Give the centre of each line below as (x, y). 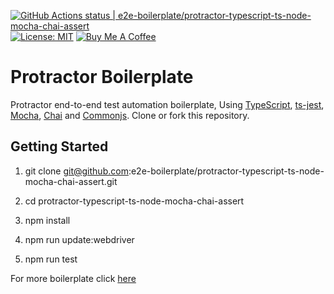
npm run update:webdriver (79, 239)
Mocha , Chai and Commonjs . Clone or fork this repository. (130, 115)
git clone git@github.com (76, 171)
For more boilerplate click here (73, 278)
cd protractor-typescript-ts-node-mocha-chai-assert (134, 201)
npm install (47, 220)
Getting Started (59, 146)
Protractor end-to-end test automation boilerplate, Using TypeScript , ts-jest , (167, 104)
